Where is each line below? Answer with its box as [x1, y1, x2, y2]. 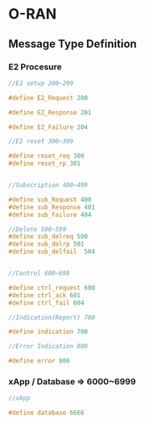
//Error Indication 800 [8, 342, 89, 350]
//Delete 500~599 [8, 225, 67, 234]
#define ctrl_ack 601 [8, 291, 81, 299]
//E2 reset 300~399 [8, 138, 74, 146]
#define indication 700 [8, 328, 89, 336]
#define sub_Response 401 [8, 203, 95, 211]
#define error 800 [8, 357, 70, 365]
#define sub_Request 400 [8, 195, 92, 204]
